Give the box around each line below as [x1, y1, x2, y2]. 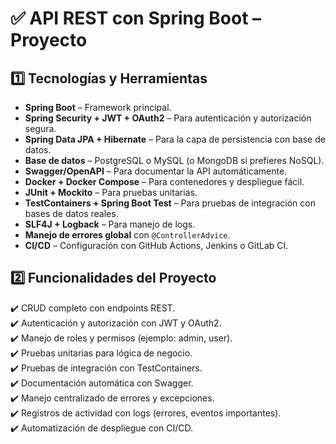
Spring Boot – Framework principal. [24, 102, 172, 113]
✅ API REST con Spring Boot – [10, 7, 262, 30]
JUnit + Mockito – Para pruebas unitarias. [24, 187, 198, 198]
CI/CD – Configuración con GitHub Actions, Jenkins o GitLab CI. [24, 240, 289, 251]
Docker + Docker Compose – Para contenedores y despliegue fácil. [24, 176, 305, 187]
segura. [24, 123, 57, 134]
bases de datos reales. [24, 208, 119, 219]
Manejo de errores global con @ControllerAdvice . [24, 229, 231, 241]
